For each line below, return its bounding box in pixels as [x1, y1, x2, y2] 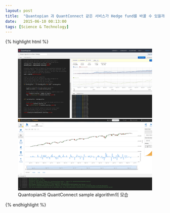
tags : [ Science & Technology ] [5, 24, 69, 29]
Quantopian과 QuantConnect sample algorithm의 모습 [18, 191, 129, 197]
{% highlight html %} [5, 38, 49, 45]
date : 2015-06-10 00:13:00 [5, 19, 67, 24]
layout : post [5, 8, 33, 13]
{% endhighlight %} [5, 201, 47, 207]
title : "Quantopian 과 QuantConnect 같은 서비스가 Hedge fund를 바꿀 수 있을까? [5, 13, 167, 19]
